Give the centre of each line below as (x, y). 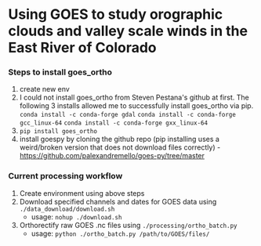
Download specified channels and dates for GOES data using (118, 201)
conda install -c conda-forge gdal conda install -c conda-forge (128, 115)
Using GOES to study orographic (116, 14)
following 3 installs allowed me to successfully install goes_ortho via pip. (136, 106)
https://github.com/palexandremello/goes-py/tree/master (112, 156)
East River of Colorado (82, 48)
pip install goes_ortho (58, 132)
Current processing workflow (65, 176)
